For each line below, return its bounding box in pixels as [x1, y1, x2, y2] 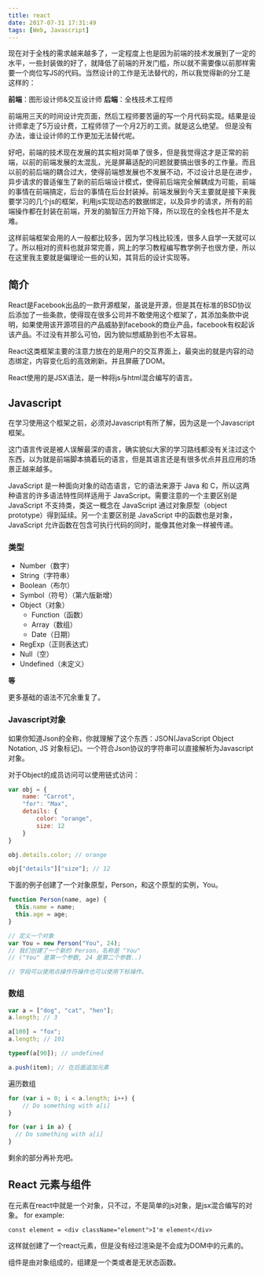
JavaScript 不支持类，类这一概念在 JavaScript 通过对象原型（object [8, 500, 228, 510]
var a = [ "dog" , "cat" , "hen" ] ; [8, 1006, 114, 1014]
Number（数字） [19, 561, 74, 570]
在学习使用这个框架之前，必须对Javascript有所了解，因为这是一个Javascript [8, 418, 255, 427]
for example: [23, 1210, 65, 1220]
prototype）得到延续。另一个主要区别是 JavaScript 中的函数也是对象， [8, 511, 237, 519]
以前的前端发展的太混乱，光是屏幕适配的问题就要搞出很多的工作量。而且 [21, 158, 256, 167]
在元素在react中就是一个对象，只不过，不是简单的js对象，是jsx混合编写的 [8, 1200, 246, 1210]
